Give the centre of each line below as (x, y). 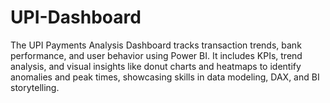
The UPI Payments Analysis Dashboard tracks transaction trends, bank (156, 45)
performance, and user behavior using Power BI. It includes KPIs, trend (156, 55)
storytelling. (35, 87)
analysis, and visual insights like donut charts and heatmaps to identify (156, 66)
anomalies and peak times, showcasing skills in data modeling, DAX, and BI (165, 77)
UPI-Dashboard (76, 17)
